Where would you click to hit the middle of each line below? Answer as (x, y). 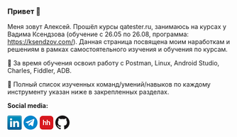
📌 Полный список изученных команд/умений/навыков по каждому (109, 84)
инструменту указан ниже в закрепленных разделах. (88, 92)
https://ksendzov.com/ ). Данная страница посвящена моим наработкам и (119, 42)
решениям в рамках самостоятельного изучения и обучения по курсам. (118, 50)
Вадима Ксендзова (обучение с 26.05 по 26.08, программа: (98, 34)
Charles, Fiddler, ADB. (40, 71)
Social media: (28, 106)
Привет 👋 (24, 11)
